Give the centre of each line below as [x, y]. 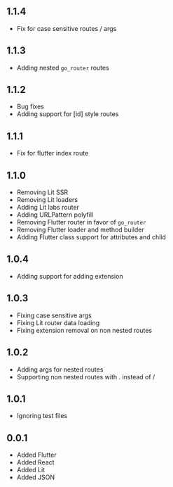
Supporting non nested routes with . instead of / [86, 377]
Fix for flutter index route [53, 153]
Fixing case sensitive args [54, 315]
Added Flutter [36, 455]
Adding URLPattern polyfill [55, 215]
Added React [35, 462]
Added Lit [31, 470]
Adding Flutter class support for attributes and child [91, 237]
